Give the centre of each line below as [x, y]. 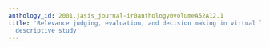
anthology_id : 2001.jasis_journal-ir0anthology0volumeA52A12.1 [116, 16]
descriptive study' [48, 30]
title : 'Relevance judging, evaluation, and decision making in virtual [132, 23]
